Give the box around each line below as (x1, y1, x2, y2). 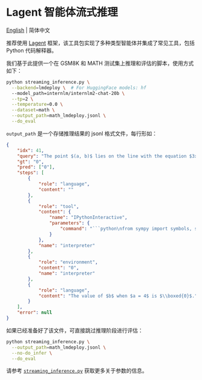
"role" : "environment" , (38, 259, 98, 265)
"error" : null (17, 310, 52, 316)
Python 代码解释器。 (6, 46, 57, 54)
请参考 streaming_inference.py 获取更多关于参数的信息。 (6, 367, 148, 375)
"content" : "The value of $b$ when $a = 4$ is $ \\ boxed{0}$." (38, 293, 198, 299)
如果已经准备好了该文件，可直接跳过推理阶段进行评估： (6, 326, 143, 334)
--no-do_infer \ (11, 350, 52, 356)
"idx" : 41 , (17, 147, 44, 153)
